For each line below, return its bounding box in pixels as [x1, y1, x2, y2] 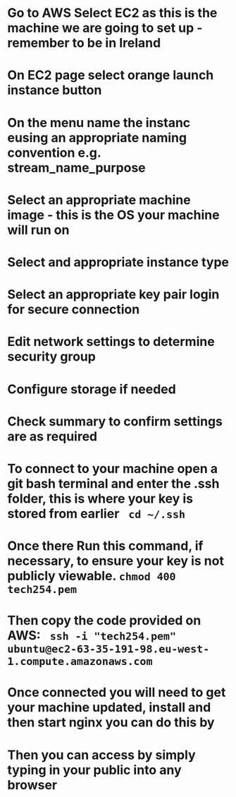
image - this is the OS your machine [7, 207, 220, 223]
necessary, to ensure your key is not [7, 553, 224, 569]
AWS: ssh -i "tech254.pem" [7, 628, 176, 644]
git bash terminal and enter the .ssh [7, 475, 220, 491]
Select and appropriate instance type [7, 254, 229, 270]
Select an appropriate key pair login [7, 287, 220, 303]
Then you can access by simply [7, 747, 196, 763]
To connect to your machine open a [7, 460, 218, 477]
